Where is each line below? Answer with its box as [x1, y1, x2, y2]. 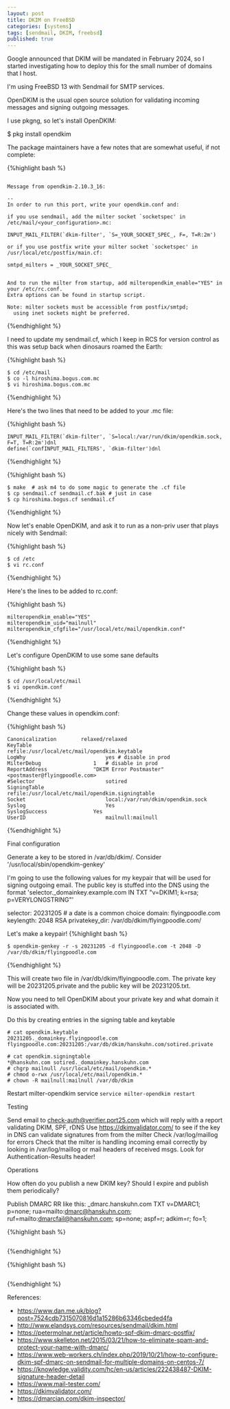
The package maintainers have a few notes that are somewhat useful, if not [7, 143, 220, 152]
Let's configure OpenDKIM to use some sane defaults [7, 651, 159, 660]
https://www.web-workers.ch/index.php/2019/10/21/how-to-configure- [16, 1350, 218, 1359]
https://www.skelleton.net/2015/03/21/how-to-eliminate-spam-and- [16, 1336, 209, 1344]
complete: [7, 151, 36, 159]
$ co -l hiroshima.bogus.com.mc [7, 375, 100, 382]
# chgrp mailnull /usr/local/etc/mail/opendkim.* [7, 1065, 152, 1072]
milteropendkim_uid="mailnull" [7, 620, 97, 627]
